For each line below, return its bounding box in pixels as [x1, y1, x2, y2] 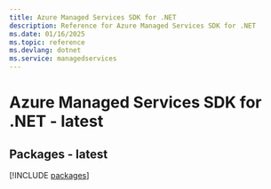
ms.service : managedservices [9, 54, 117, 63]
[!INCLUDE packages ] [9, 170, 90, 180]
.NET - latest [9, 112, 104, 131]
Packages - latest [9, 146, 108, 161]
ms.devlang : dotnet [9, 46, 82, 55]
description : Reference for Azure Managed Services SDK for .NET [9, 21, 256, 30]
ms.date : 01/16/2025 [9, 29, 86, 38]
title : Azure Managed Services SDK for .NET [9, 12, 177, 22]
